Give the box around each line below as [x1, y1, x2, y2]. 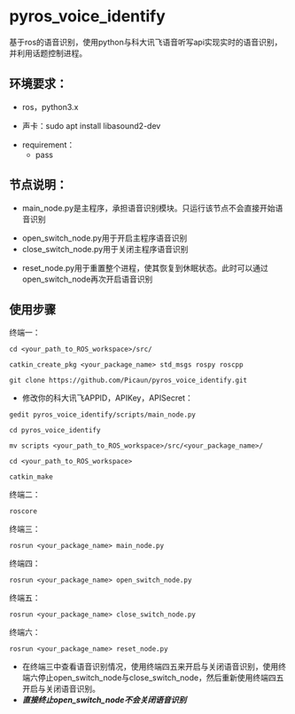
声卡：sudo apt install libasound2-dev [21, 120, 161, 131]
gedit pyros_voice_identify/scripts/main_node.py [9, 410, 197, 419]
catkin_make [9, 472, 53, 481]
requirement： [21, 139, 75, 150]
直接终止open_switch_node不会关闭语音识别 [21, 694, 187, 705]
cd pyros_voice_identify [9, 426, 101, 435]
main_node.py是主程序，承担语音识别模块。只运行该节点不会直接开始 [21, 202, 276, 213]
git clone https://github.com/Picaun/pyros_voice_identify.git [9, 376, 248, 385]
